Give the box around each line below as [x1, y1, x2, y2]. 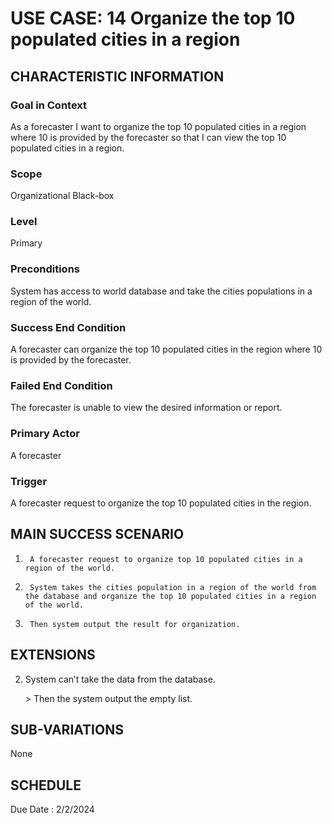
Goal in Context [10, 98, 88, 112]
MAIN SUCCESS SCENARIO [10, 526, 185, 543]
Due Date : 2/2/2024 [10, 803, 95, 816]
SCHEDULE [10, 777, 82, 794]
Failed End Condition [10, 378, 113, 392]
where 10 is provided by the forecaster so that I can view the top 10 [10, 131, 287, 143]
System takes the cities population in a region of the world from [29, 582, 317, 592]
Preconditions [10, 262, 81, 276]
